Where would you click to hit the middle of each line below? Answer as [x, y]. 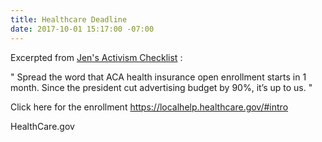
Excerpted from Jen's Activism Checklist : [96, 57]
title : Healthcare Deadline [69, 19]
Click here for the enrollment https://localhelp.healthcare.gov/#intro [149, 107]
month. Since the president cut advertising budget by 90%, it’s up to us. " [161, 87]
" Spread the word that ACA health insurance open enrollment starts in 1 [158, 77]
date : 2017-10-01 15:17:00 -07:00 [82, 29]
